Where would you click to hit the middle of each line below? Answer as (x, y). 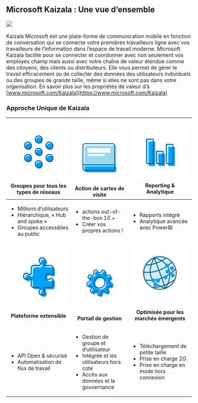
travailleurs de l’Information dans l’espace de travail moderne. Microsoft (93, 48)
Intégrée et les (100, 355)
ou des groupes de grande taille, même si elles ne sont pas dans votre (91, 80)
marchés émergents (160, 318)
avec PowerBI (156, 227)
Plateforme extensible (39, 316)
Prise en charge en (162, 365)
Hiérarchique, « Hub (42, 214)
